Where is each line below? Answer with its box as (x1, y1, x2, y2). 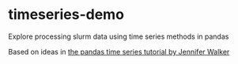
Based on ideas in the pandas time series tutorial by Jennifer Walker (8, 47, 230, 56)
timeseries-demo (8, 6, 125, 24)
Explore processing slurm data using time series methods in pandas (8, 32, 229, 41)
